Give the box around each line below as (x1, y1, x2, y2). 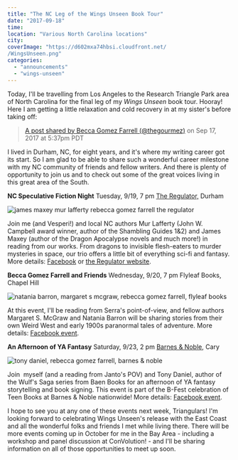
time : (7, 23, 23, 31)
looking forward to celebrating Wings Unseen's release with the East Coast (7, 414, 227, 422)
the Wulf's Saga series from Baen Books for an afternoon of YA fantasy (7, 377, 216, 386)
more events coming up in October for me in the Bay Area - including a (7, 429, 215, 438)
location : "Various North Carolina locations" (7, 30, 148, 38)
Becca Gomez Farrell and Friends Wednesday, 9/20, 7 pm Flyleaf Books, (7, 271, 222, 279)
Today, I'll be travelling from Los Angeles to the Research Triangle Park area (7, 90, 229, 98)
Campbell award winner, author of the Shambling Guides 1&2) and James (7, 226, 222, 235)
